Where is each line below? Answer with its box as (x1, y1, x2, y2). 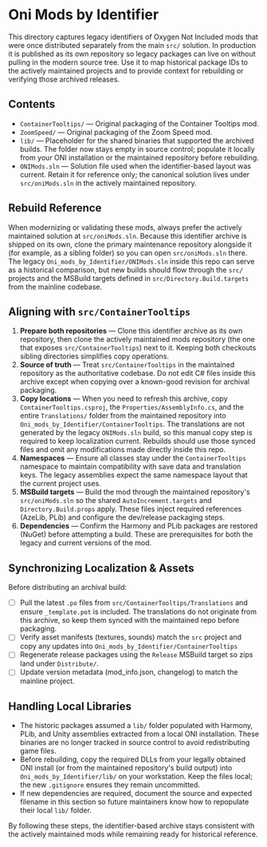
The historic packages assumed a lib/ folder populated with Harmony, (19, 721, 253, 730)
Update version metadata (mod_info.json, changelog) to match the (19, 667, 238, 677)
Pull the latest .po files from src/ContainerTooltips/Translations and (19, 598, 249, 608)
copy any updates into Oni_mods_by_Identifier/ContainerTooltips (19, 641, 238, 651)
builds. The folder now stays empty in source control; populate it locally (19, 144, 255, 153)
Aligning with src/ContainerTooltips (8, 305, 191, 319)
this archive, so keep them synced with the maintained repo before (19, 615, 240, 625)
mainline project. (19, 676, 75, 686)
